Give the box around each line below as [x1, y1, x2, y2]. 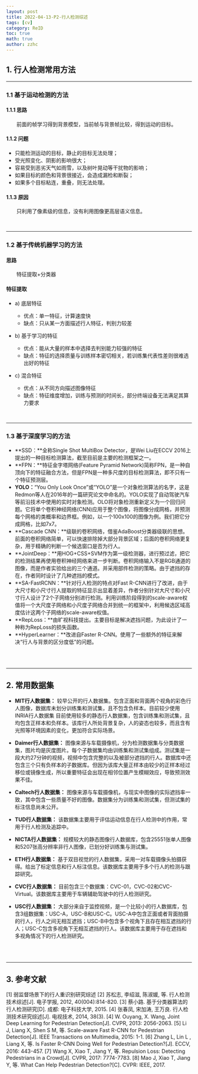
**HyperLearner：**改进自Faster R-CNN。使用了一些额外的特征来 [14, 631, 177, 638]
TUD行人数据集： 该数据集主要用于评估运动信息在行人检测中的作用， [14, 816, 183, 823]
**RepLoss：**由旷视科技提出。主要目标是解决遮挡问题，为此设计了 [14, 616, 182, 623]
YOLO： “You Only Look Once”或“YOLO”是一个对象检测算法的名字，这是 [14, 483, 190, 490]
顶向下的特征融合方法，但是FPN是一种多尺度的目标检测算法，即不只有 [14, 469, 186, 476]
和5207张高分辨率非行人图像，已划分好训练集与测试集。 [14, 843, 151, 850]
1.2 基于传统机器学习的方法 [6, 241, 82, 249]
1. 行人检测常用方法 [6, 65, 76, 75]
